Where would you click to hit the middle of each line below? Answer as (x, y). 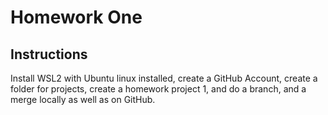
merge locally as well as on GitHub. (83, 99)
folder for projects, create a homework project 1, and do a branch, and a (158, 89)
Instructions (49, 54)
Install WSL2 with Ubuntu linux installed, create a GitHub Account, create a (164, 78)
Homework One (76, 17)
